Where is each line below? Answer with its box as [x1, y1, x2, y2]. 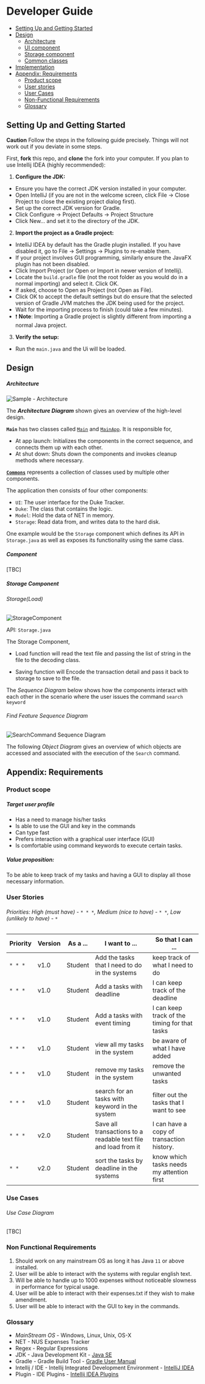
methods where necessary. [15, 457, 84, 464]
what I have [152, 1044, 186, 1053]
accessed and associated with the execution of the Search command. [6, 749, 181, 757]
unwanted [152, 1069, 181, 1078]
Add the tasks [95, 953, 135, 962]
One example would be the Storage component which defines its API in [6, 530, 185, 537]
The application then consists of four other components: [6, 487, 148, 494]
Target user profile [6, 800, 55, 807]
